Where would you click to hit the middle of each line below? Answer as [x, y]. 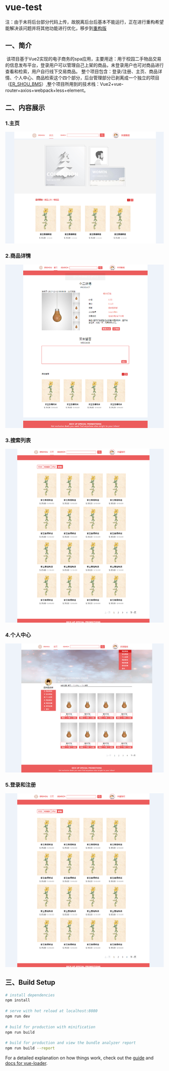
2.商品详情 [18, 256]
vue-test [24, 7]
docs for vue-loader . [26, 1063]
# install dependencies [30, 995]
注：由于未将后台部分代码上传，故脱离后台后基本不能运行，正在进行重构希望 [84, 22]
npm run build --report [30, 1048]
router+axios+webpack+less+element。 [47, 90]
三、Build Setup [30, 982]
